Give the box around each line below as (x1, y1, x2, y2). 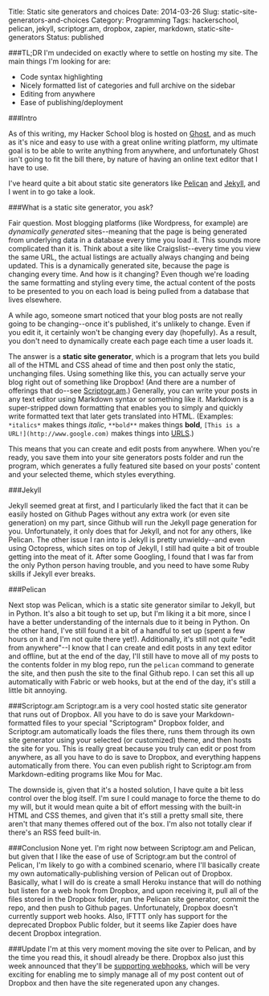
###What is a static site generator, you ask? (8, 202, 154, 212)
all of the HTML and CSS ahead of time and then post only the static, (8, 361, 235, 369)
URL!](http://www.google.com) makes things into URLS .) (8, 429, 194, 438)
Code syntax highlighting (19, 72, 103, 81)
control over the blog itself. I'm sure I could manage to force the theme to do (8, 794, 261, 802)
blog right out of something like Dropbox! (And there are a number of (8, 378, 236, 386)
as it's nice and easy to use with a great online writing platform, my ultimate (8, 137, 259, 147)
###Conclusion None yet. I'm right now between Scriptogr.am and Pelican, (8, 843, 256, 852)
